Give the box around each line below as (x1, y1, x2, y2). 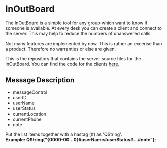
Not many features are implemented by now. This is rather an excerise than (5, 40, 162, 46)
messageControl (12, 89, 47, 95)
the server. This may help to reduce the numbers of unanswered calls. (5, 30, 152, 36)
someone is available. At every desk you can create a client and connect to (5, 25, 162, 31)
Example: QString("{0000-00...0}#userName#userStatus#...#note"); (5, 136, 156, 142)
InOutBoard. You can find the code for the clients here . (5, 61, 120, 67)
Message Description (5, 76, 75, 84)
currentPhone (12, 116, 42, 122)
